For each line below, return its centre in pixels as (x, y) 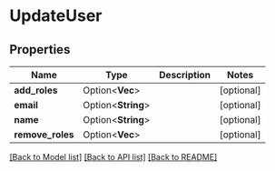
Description (185, 75)
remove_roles (44, 135)
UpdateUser (56, 16)
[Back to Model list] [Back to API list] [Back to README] (113, 157)
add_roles (36, 90)
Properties (40, 50)
